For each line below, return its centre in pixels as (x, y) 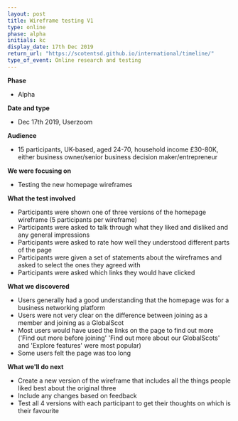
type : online (27, 27)
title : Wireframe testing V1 (50, 21)
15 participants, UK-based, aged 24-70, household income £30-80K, (118, 149)
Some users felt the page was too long (74, 353)
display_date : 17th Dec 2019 (50, 47)
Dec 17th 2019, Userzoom (55, 122)
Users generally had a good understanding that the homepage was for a (123, 300)
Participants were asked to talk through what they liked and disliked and (123, 227)
